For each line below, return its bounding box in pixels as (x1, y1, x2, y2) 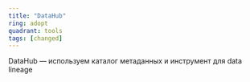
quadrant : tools (8, 27, 63, 35)
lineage (8, 65, 33, 75)
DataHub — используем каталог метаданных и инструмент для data (8, 56, 243, 66)
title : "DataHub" (8, 11, 67, 20)
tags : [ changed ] (8, 34, 63, 43)
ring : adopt (8, 19, 48, 27)
